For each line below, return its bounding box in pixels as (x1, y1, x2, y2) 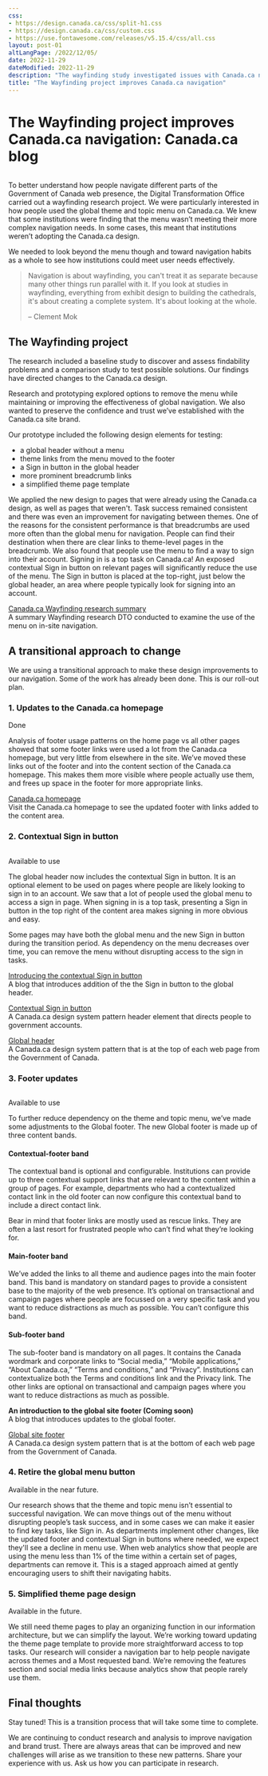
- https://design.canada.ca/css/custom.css (8, 26, 156, 34)
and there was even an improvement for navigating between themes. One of (8, 512, 259, 522)
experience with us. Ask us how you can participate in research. (8, 1758, 219, 1768)
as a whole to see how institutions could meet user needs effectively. (8, 255, 235, 265)
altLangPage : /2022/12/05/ (8, 49, 98, 57)
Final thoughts (8, 1696, 82, 1710)
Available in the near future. (8, 1485, 99, 1494)
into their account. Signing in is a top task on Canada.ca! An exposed (8, 554, 235, 564)
